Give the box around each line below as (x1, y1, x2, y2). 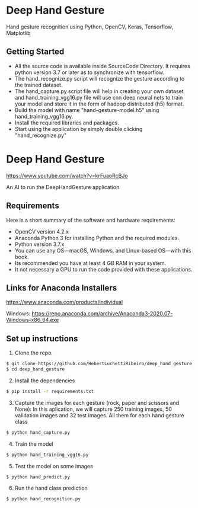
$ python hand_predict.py (6, 474, 70, 480)
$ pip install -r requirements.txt (6, 388, 94, 394)
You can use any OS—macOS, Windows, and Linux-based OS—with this (14, 247, 191, 254)
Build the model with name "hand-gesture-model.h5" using (14, 106, 159, 113)
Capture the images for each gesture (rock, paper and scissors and (14, 399, 180, 406)
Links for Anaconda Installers (6, 283, 117, 293)
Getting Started (6, 47, 65, 57)
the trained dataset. (14, 81, 63, 88)
